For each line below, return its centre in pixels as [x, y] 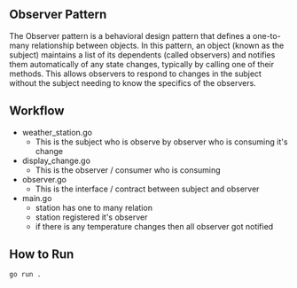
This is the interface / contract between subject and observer [147, 189]
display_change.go [56, 160]
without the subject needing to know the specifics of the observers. [133, 82]
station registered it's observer [91, 217]
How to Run [42, 255]
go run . [25, 275]
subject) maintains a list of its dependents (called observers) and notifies [142, 54]
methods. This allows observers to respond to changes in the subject [135, 74]
